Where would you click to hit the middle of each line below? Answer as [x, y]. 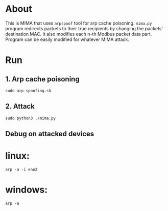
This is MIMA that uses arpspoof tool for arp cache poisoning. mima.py [79, 23]
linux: [17, 156]
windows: [27, 190]
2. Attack [20, 106]
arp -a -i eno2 [21, 170]
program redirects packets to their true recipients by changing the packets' [84, 28]
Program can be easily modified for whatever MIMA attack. [67, 39]
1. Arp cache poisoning [43, 79]
